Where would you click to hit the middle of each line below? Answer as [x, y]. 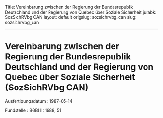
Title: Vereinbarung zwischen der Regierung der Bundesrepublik [69, 7]
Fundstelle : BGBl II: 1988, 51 [33, 110]
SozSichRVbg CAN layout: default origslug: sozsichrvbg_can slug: [71, 17]
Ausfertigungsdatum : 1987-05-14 [39, 101]
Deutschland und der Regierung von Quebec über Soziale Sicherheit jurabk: [81, 12]
